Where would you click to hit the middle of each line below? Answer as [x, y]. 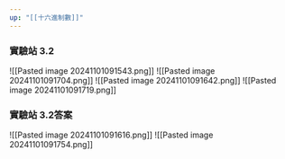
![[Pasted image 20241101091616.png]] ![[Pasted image [111, 135]
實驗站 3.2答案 [41, 115]
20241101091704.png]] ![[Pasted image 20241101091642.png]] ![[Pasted [143, 80]
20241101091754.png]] [51, 145]
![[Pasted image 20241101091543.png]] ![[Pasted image [112, 71]
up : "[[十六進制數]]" [46, 18]
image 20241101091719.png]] [63, 90]
